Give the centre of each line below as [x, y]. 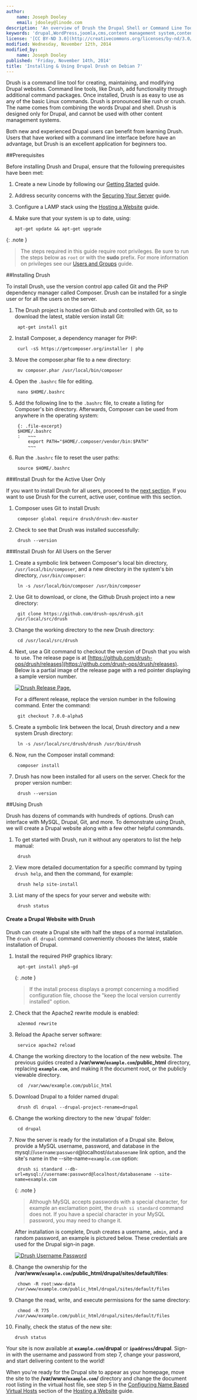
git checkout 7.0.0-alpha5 [50, 716]
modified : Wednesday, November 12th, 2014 [59, 45]
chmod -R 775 [33, 1311]
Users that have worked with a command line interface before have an [91, 138]
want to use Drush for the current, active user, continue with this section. [94, 497]
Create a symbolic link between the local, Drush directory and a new [97, 727]
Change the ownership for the [51, 1267]
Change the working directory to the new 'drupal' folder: [83, 1118]
